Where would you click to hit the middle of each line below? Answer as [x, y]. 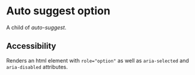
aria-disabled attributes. [37, 67]
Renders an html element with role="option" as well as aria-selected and [97, 60]
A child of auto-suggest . [36, 27]
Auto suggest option [58, 11]
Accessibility [31, 46]
